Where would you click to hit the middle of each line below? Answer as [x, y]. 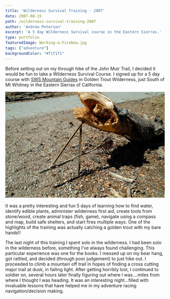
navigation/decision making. [35, 291]
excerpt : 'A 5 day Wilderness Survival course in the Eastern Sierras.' [83, 32]
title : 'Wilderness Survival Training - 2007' [55, 11]
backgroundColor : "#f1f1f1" [35, 53]
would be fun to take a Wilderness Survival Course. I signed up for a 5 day [83, 74]
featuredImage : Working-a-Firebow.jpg [46, 43]
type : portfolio [22, 38]
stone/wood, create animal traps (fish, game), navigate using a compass [80, 216]
